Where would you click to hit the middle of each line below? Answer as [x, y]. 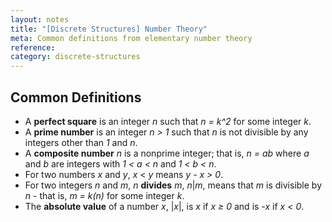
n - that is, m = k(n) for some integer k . [104, 195]
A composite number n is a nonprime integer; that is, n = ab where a [167, 153]
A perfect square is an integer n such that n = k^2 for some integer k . [168, 121]
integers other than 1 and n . [81, 142]
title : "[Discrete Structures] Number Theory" [109, 29]
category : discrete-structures [75, 57]
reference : [33, 47]
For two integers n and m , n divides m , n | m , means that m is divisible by [173, 185]
